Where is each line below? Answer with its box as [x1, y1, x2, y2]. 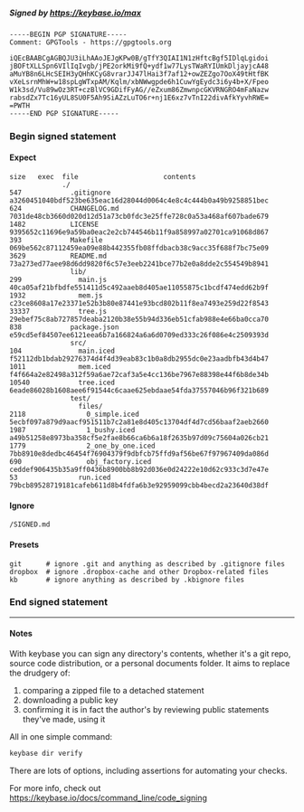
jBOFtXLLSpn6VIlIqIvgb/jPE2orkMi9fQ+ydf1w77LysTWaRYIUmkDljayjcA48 [9, 61, 270, 71]
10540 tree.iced [9, 378, 116, 388]
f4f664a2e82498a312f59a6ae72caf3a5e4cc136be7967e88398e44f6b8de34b [9, 371, 270, 380]
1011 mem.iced [9, 363, 111, 372]
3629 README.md [9, 251, 107, 261]
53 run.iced [9, 473, 111, 483]
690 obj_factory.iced [9, 458, 152, 467]
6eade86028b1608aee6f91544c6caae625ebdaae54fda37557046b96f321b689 [9, 386, 270, 395]
